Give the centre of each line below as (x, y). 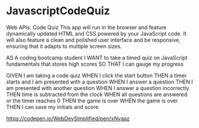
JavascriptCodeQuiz (58, 11)
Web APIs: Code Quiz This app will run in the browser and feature (86, 27)
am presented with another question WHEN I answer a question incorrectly (98, 88)
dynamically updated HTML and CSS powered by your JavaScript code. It (97, 33)
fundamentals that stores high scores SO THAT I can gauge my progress (95, 64)
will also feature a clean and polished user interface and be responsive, (94, 40)
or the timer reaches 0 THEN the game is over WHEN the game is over (92, 100)
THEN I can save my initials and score (53, 107)
